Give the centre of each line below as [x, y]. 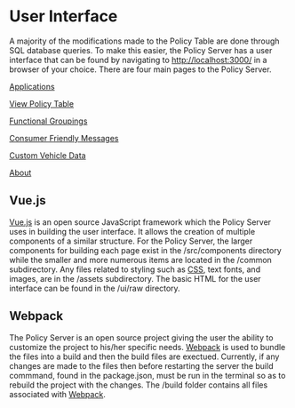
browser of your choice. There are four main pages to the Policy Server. [140, 69]
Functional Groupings [48, 121]
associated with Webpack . [58, 394]
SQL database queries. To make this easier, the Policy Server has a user [141, 50]
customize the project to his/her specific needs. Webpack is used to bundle [147, 347]
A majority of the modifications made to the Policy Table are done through [144, 41]
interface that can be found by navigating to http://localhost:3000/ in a [138, 60]
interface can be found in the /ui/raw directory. [95, 288]
